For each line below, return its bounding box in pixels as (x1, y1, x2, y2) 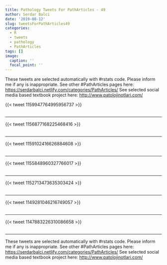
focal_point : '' (9, 63, 43, 67)
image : (5, 53, 19, 59)
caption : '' (9, 58, 35, 63)
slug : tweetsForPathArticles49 (5, 21, 70, 26)
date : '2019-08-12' (5, 16, 46, 21)
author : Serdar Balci (5, 12, 50, 17)
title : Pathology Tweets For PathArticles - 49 (5, 7, 106, 12)
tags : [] (5, 49, 23, 54)
